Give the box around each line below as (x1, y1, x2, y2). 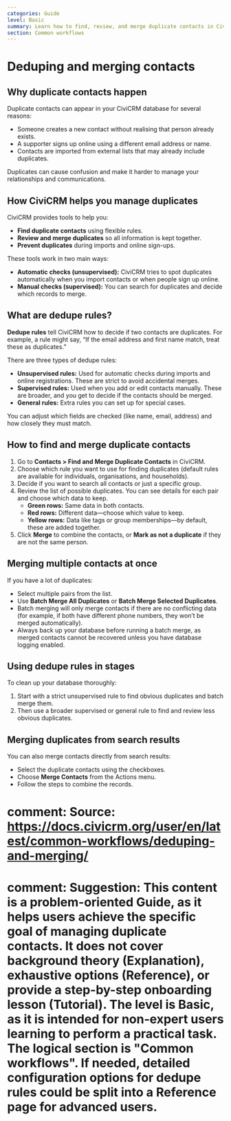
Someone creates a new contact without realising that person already (16, 125, 214, 134)
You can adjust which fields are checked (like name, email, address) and (7, 412, 212, 420)
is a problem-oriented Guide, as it (7, 894, 202, 910)
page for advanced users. (7, 1099, 157, 1115)
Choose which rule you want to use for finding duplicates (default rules (16, 465, 219, 473)
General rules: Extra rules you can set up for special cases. (16, 398, 186, 407)
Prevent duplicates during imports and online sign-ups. (16, 242, 175, 250)
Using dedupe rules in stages (7, 660, 135, 672)
